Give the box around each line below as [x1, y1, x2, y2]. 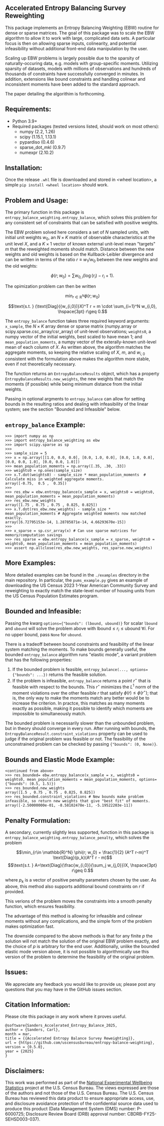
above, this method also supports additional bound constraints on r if [5, 883, 145, 889]
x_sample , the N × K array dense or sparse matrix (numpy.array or [5, 323, 137, 329]
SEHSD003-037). [5, 1116, 41, 1122]
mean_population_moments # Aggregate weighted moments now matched [5, 511, 146, 516]
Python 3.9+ [12, 118, 38, 124]
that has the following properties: [5, 657, 72, 663]
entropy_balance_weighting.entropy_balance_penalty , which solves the [5, 835, 150, 841]
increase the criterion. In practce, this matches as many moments [12, 700, 145, 706]
